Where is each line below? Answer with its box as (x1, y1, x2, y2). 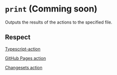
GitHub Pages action (5, 55, 46, 61)
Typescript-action (5, 46, 41, 51)
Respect (5, 33, 30, 41)
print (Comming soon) (5, 3, 98, 14)
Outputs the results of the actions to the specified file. (5, 19, 113, 25)
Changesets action (5, 64, 43, 70)
